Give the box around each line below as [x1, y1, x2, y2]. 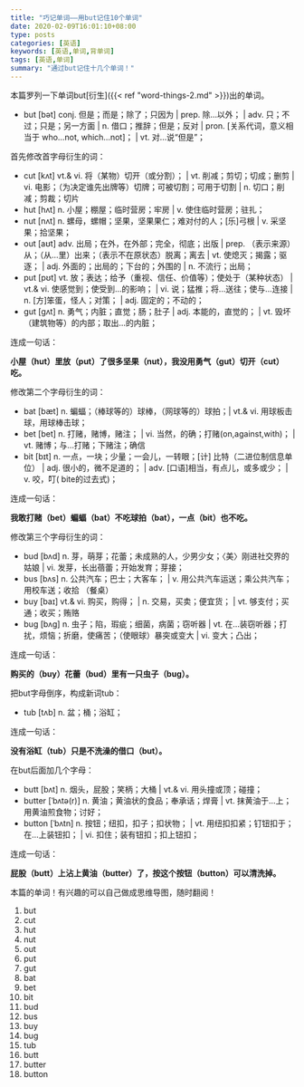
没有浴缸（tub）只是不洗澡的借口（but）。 [10, 745, 167, 756]
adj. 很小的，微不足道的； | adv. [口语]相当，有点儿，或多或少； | [46, 462, 289, 473]
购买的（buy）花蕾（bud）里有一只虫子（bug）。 [10, 668, 194, 679]
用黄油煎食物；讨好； [23, 806, 103, 817]
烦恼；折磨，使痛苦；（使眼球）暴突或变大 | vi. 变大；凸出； [39, 630, 261, 640]
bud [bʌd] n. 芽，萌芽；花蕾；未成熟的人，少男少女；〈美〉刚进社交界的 [23, 550, 290, 562]
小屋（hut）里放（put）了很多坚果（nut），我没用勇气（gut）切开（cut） [10, 355, 284, 367]
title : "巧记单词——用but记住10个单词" [10, 13, 143, 23]
